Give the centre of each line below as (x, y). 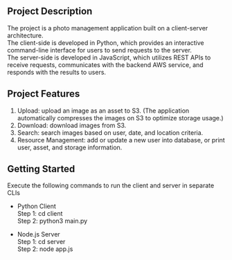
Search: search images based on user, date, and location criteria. (110, 132)
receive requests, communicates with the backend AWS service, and (105, 64)
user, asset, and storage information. (70, 147)
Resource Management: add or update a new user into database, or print (121, 140)
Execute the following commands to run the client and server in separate (111, 185)
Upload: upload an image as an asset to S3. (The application (103, 111)
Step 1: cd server (41, 242)
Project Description (50, 11)
